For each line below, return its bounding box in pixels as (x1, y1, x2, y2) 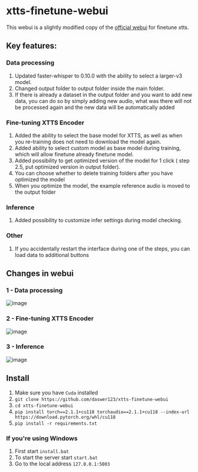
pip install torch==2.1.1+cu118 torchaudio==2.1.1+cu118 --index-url (14, 409, 190, 415)
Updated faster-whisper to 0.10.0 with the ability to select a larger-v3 (14, 72, 183, 79)
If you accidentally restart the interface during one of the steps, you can (14, 245, 190, 252)
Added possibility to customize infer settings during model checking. (14, 217, 183, 224)
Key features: (6, 41, 57, 51)
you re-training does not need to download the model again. (14, 138, 161, 145)
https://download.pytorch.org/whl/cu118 (14, 414, 116, 420)
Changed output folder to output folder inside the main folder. (14, 85, 165, 92)
